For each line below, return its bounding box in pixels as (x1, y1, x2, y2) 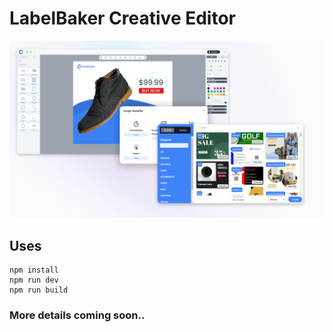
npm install (9, 265, 59, 276)
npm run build (9, 285, 69, 296)
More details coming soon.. (9, 308, 146, 322)
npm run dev (9, 275, 59, 286)
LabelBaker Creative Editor (9, 7, 236, 30)
